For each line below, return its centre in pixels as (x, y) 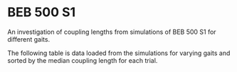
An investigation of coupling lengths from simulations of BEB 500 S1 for (112, 32)
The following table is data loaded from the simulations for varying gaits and (119, 53)
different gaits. (29, 39)
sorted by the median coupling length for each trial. (83, 60)
